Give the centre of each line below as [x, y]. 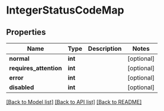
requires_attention [36, 68]
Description [105, 49]
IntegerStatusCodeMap [65, 10]
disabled [22, 87]
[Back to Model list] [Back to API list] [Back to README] [74, 102]
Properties [26, 32]
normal [19, 58]
